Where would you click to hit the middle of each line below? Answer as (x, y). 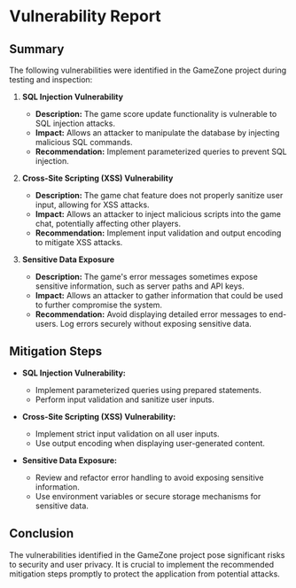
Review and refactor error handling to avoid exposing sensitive (149, 477)
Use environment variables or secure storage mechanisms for (148, 496)
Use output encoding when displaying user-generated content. (150, 443)
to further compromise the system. (98, 305)
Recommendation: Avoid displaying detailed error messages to (151, 314)
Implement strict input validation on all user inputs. (127, 433)
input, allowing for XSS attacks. (92, 205)
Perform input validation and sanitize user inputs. (125, 399)
